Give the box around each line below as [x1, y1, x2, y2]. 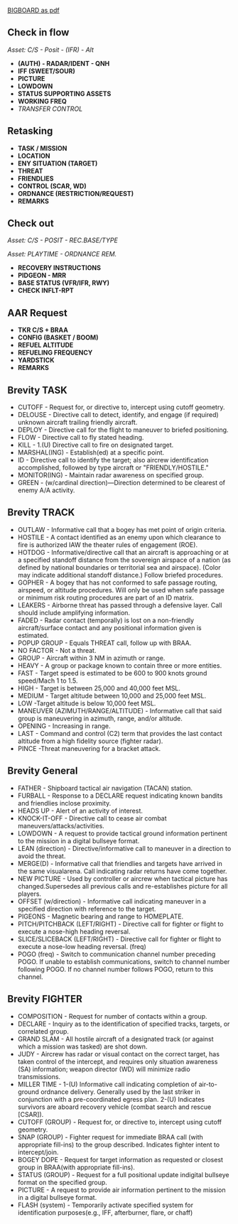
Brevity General [7, 765, 78, 777]
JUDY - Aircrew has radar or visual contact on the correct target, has [17, 1049, 220, 1058]
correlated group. [17, 1027, 70, 1036]
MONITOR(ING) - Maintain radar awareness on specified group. [17, 471, 204, 480]
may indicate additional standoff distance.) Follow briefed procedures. [17, 570, 224, 579]
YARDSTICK [17, 356, 55, 364]
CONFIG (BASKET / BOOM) [17, 333, 99, 342]
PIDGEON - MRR [17, 271, 66, 280]
